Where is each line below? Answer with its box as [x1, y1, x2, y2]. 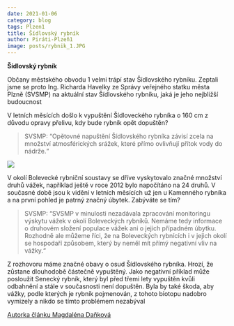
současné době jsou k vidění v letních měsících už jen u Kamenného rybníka [7, 188, 226, 196]
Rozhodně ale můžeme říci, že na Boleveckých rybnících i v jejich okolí [24, 232, 227, 239]
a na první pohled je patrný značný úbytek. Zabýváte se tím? [7, 196, 181, 204]
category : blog [7, 17, 52, 24]
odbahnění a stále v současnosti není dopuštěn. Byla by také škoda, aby [7, 282, 214, 290]
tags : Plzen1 [7, 23, 45, 30]
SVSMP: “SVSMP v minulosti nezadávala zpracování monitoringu [24, 209, 211, 217]
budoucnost [7, 98, 42, 105]
